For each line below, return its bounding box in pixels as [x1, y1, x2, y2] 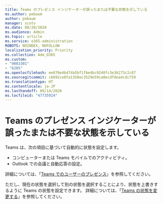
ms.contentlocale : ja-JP [5, 84, 55, 89]
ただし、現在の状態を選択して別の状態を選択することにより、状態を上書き [5, 182, 154, 187]
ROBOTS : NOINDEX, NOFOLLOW [5, 43, 60, 48]
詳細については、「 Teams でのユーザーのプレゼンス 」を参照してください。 [5, 171, 153, 177]
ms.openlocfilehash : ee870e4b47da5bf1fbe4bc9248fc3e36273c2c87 [5, 70, 136, 75]
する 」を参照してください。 [9, 194, 65, 200]
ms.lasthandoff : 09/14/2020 [5, 88, 62, 93]
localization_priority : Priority [5, 48, 73, 52]
